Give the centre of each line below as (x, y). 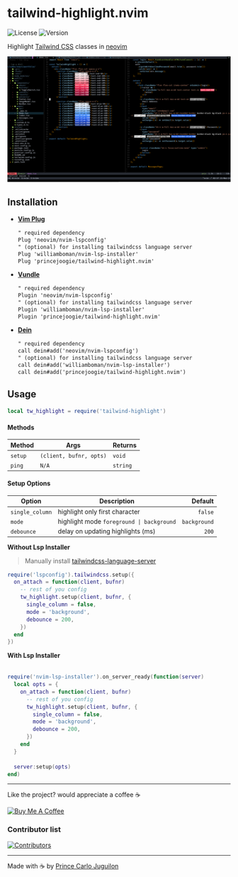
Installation (33, 202)
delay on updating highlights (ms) (107, 531)
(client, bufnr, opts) (74, 456)
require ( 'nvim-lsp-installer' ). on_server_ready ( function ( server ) (106, 677)
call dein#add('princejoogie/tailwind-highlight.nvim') (102, 373)
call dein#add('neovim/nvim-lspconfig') (78, 351)
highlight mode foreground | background (117, 521)
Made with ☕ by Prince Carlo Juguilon (63, 866)
